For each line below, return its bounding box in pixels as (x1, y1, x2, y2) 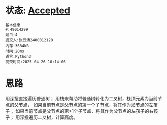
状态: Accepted (5, 5, 70, 16)
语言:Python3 (5, 54, 31, 59)
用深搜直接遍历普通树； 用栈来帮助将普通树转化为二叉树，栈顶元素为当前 (5, 95, 158, 101)
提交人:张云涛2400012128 (5, 37, 53, 43)
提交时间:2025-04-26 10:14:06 (5, 59, 66, 64)
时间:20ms (5, 49, 24, 54)
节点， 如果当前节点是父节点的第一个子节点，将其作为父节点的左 (18, 102, 153, 108)
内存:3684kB (5, 43, 29, 48)
